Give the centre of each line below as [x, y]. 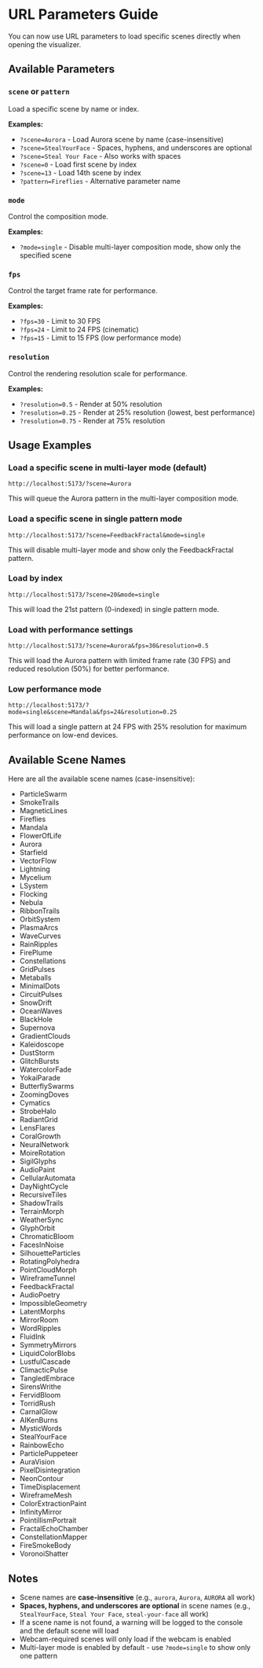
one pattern [38, 1656]
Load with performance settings [71, 629]
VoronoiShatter [44, 1554]
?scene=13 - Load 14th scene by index [80, 172]
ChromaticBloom [47, 1237]
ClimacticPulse [44, 1370]
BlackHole [36, 1020]
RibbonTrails [40, 911]
